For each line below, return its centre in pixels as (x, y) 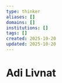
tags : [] (17, 33)
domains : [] (20, 22)
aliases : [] (20, 17)
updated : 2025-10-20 (31, 44)
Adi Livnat (31, 73)
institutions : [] (27, 28)
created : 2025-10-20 (31, 39)
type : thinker (23, 11)
